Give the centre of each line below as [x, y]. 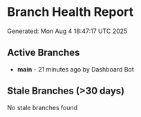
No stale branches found [43, 107]
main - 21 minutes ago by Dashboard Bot [76, 69]
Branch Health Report [70, 12]
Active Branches [44, 53]
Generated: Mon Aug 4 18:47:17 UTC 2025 [67, 31]
